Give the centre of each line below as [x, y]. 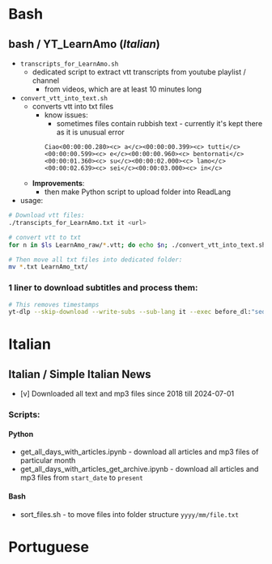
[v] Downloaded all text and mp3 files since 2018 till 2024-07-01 [127, 394]
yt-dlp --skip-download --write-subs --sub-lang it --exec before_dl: [130, 312]
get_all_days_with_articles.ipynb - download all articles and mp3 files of [139, 452]
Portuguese [49, 547]
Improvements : [58, 183]
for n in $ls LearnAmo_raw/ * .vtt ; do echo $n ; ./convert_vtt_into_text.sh [137, 245]
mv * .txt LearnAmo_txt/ [49, 267]
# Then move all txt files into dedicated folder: [96, 260]
